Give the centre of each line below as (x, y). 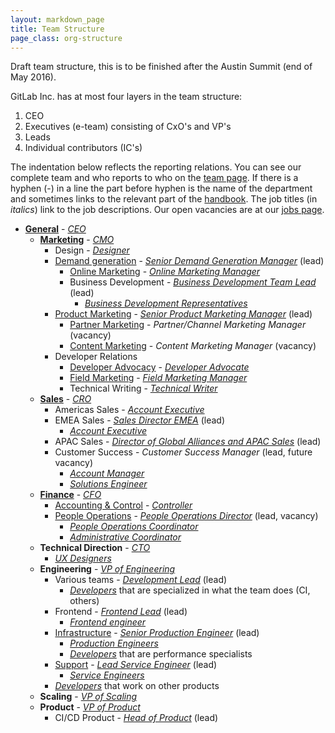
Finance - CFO (70, 495)
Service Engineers (107, 675)
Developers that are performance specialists (161, 654)
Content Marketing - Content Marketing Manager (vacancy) (193, 346)
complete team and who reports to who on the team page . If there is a (154, 178)
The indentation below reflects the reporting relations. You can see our (156, 167)
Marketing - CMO (77, 240)
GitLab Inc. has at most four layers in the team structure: (126, 97)
